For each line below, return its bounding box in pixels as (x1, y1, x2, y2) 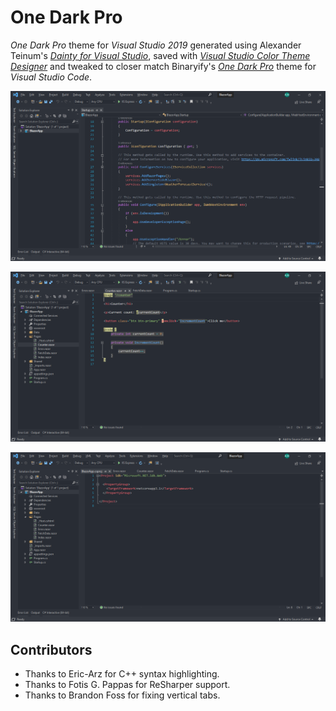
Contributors (10, 641, 93, 658)
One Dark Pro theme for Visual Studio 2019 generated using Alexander (10, 39, 302, 51)
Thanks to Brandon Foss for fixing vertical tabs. (24, 689, 221, 701)
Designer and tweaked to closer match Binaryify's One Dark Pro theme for (10, 60, 317, 72)
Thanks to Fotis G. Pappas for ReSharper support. (24, 679, 231, 691)
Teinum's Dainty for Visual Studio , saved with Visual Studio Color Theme (10, 49, 311, 61)
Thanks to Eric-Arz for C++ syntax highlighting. (24, 668, 220, 680)
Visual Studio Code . (10, 71, 93, 83)
